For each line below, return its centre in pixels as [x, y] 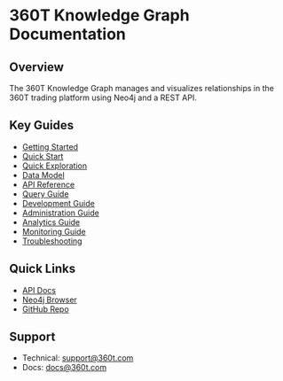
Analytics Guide [51, 222]
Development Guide [58, 203]
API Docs [39, 290]
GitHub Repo [45, 309]
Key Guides [42, 125]
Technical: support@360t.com [78, 358]
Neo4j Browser [49, 299]
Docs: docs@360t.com [64, 368]
